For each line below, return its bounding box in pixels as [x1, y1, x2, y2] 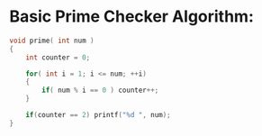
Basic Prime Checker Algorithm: [9, 6, 255, 27]
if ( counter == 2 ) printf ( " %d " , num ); [25, 111, 171, 120]
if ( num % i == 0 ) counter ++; [41, 86, 159, 95]
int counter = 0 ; [25, 52, 91, 62]
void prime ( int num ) [9, 36, 95, 45]
